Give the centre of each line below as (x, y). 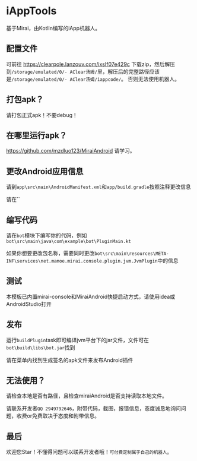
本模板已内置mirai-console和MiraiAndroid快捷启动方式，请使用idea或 (91, 296)
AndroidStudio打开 (29, 304)
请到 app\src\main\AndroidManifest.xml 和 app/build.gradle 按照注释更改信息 (99, 187)
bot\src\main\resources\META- (132, 254)
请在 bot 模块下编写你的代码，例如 (47, 235)
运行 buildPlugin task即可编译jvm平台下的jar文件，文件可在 (78, 340)
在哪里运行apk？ (36, 135)
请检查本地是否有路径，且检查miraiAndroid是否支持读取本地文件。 (87, 396)
